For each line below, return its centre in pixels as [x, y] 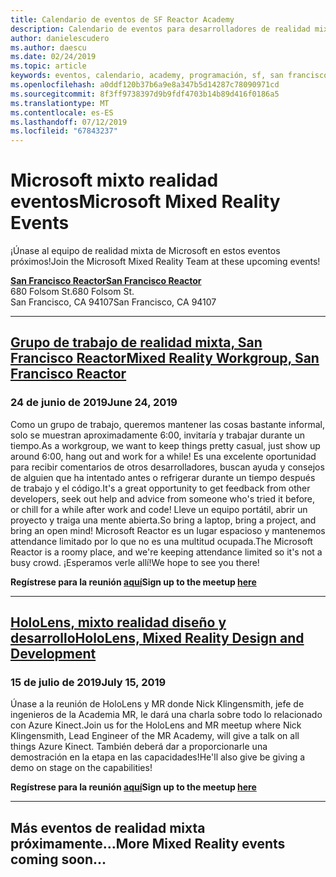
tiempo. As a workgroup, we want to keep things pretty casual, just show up [165, 445]
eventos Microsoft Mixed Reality [145, 202]
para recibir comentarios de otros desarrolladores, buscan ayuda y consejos [167, 467]
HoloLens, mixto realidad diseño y [118, 622]
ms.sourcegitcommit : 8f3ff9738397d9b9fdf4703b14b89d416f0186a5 [145, 94]
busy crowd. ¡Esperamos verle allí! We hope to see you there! [135, 562]
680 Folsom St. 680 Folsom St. [72, 292]
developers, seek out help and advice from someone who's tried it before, [163, 498]
